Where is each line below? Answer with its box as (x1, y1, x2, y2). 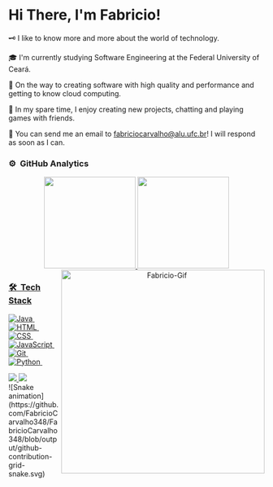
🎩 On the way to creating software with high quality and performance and (8, 80, 254, 90)
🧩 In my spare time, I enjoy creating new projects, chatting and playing (8, 104, 244, 114)
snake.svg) (8, 468, 45, 478)
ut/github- (8, 442, 43, 453)
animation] (8, 391, 45, 401)
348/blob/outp (8, 434, 58, 444)
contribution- (8, 451, 53, 461)
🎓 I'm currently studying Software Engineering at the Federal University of (8, 52, 260, 62)
